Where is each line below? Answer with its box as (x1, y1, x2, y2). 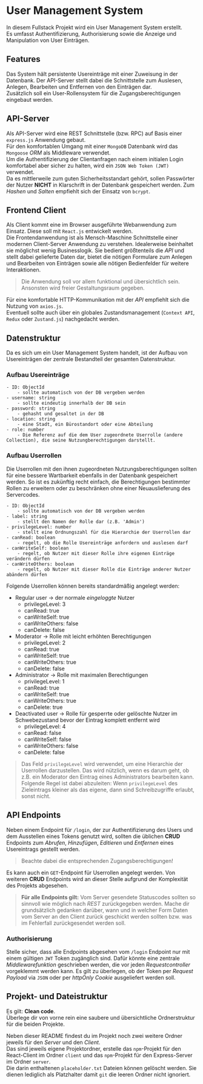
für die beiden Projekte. (6, 1020, 65, 1028)
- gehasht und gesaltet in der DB (17, 411, 104, 417)
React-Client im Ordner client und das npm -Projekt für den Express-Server (6, 1051, 193, 1059)
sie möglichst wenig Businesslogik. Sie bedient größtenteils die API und (6, 247, 185, 254)
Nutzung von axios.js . (6, 302, 64, 310)
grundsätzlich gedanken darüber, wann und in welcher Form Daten (21, 906, 188, 914)
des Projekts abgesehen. (6, 882, 68, 889)
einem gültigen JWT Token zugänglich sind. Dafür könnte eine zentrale (6, 954, 180, 962)
